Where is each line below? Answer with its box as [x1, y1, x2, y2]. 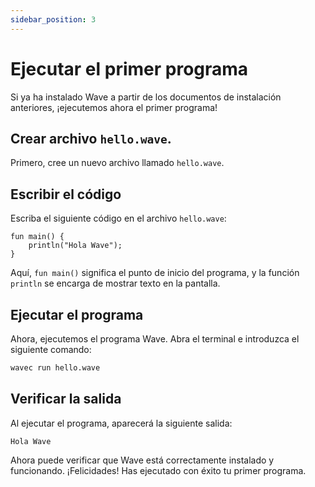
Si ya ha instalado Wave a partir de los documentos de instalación [10, 91, 282, 103]
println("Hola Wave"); [28, 241, 123, 251]
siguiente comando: [10, 344, 92, 355]
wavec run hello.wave [10, 363, 101, 373]
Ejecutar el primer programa [10, 57, 249, 80]
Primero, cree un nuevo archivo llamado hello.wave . [10, 157, 225, 169]
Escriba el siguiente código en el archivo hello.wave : [10, 212, 227, 225]
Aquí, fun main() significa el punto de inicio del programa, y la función [10, 267, 300, 279]
